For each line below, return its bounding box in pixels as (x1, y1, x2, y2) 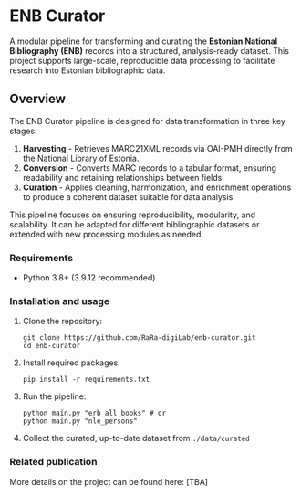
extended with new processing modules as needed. (9, 228, 203, 239)
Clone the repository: (22, 316, 103, 327)
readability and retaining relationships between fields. (22, 172, 225, 183)
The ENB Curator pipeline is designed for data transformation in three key (9, 115, 285, 126)
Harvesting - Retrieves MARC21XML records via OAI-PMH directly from (22, 142, 294, 153)
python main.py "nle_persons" (22, 417, 139, 426)
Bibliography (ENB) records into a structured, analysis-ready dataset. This (9, 45, 290, 56)
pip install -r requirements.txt (22, 375, 150, 385)
